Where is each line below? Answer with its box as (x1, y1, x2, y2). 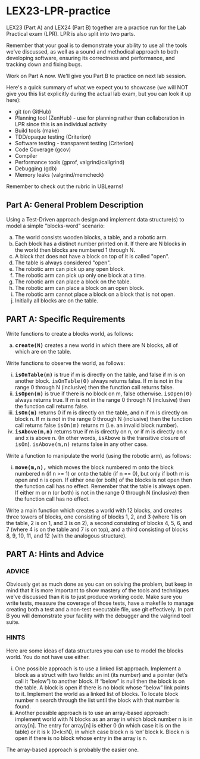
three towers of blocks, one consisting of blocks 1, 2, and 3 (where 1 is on (6, 513, 186, 520)
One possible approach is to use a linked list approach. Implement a (14, 665, 182, 672)
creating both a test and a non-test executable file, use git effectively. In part (6, 606, 194, 613)
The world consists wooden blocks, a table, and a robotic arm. (14, 233, 168, 240)
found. (14, 702, 32, 710)
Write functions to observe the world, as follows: (6, 359, 125, 367)
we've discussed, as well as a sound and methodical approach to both (6, 48, 179, 55)
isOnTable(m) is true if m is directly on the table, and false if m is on (14, 371, 186, 378)
